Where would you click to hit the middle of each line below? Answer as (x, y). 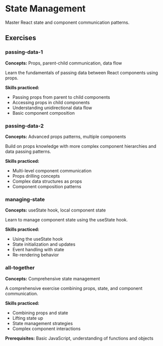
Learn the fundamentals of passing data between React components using (81, 72)
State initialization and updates (44, 244)
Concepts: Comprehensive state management (53, 278)
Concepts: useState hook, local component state (55, 210)
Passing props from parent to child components (61, 97)
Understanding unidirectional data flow (52, 108)
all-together (20, 268)
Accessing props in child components (51, 102)
